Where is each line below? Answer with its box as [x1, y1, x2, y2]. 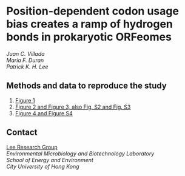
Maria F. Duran [6, 56, 44, 64]
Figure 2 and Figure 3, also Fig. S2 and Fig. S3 [15, 103, 131, 110]
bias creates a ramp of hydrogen [6, 17, 173, 31]
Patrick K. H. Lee [6, 63, 49, 70]
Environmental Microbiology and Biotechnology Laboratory [6, 150, 155, 157]
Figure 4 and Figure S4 [15, 109, 73, 117]
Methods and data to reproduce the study [6, 81, 167, 91]
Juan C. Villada [6, 50, 45, 57]
